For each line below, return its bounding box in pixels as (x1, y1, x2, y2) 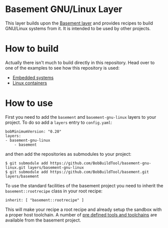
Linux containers (12, 80, 47, 86)
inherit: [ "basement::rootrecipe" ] (5, 197, 84, 202)
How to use (5, 98, 53, 109)
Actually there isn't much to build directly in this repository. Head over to (5, 59, 155, 66)
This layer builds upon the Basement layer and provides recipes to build (5, 20, 153, 26)
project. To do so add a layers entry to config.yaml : (5, 119, 112, 125)
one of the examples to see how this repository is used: (5, 65, 120, 71)
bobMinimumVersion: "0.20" (5, 129, 62, 134)
